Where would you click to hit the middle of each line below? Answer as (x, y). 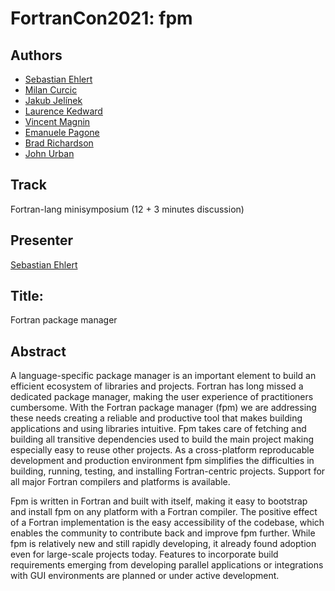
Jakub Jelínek (53, 100)
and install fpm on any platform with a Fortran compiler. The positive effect (164, 512)
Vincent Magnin (57, 121)
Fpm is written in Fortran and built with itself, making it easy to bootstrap (159, 501)
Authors (36, 55)
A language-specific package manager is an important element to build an (163, 376)
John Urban (49, 153)
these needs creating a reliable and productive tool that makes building (156, 418)
